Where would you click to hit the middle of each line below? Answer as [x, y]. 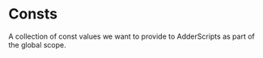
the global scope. [37, 44]
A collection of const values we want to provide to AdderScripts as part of [131, 36]
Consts [33, 14]
